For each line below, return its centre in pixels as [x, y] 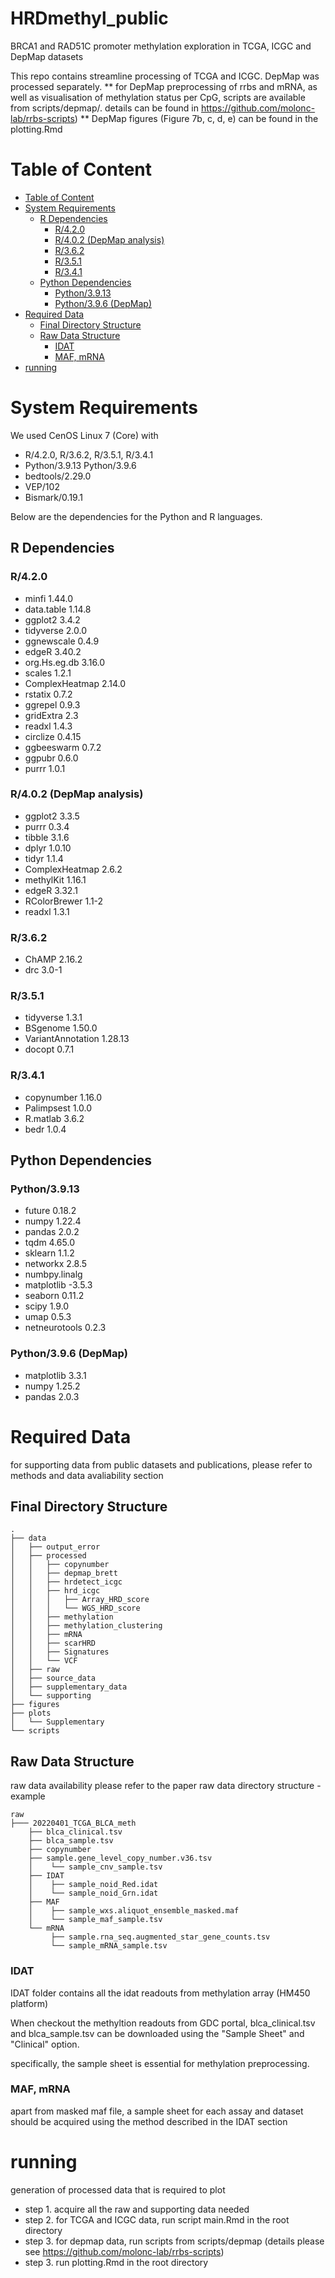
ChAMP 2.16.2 [53, 959]
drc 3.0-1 [43, 970]
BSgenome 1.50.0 [61, 1028]
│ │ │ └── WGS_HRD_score [75, 1608]
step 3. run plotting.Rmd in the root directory [116, 2262]
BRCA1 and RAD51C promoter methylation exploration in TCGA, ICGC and [161, 46]
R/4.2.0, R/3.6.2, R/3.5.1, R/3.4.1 [89, 454]
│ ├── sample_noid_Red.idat [93, 1885]
